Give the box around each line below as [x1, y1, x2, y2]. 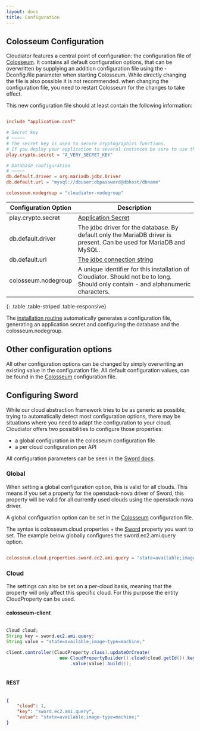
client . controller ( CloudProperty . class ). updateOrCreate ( [6, 649, 151, 655]
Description [117, 203, 152, 212]
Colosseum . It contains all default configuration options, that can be [6, 59, 173, 66]
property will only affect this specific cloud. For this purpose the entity [6, 589, 179, 597]
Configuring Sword [6, 390, 79, 400]
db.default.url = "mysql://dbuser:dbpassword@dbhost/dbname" [6, 179, 161, 185]
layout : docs [6, 8, 39, 15]
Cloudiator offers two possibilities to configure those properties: [6, 425, 163, 432]
